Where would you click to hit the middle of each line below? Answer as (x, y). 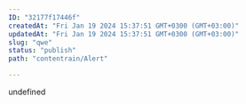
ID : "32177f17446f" (44, 17)
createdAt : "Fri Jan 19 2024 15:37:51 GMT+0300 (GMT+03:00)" (124, 26)
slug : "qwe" (30, 42)
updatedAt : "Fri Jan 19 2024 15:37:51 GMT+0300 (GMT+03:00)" (124, 34)
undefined (27, 92)
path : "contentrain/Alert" (58, 59)
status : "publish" (42, 51)
